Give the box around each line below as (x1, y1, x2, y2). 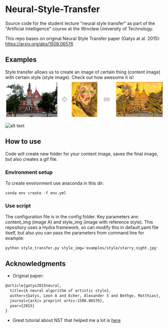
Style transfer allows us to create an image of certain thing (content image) (5, 69, 161, 75)
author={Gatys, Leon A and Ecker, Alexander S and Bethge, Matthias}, (10, 293, 161, 299)
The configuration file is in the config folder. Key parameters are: (5, 214, 139, 220)
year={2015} (10, 303, 35, 309)
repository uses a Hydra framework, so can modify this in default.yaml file (5, 224, 159, 230)
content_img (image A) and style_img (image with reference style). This (5, 219, 153, 225)
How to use (5, 137, 41, 146)
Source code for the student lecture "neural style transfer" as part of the (5, 20, 155, 26)
